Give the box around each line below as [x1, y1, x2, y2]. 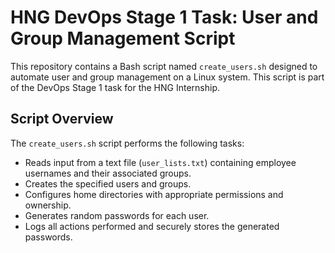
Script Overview [10, 111, 114, 128]
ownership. [24, 199, 72, 211]
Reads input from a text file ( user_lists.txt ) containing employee [24, 156, 297, 168]
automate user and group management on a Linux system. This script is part [10, 71, 325, 83]
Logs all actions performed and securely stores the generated [24, 220, 280, 232]
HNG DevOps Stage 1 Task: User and [10, 6, 319, 29]
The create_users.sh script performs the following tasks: [10, 137, 245, 149]
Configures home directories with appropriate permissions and [24, 188, 284, 200]
